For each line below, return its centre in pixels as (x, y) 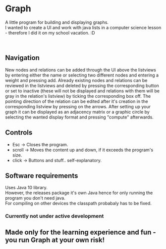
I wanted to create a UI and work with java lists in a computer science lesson (83, 27)
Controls (19, 133)
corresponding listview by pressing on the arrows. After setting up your (78, 106)
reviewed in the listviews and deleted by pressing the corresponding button (82, 85)
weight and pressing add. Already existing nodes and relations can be (76, 80)
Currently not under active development (55, 216)
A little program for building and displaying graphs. (57, 22)
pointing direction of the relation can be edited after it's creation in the (77, 101)
